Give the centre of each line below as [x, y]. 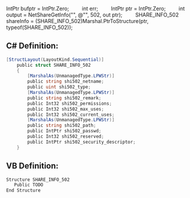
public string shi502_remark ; [64, 98]
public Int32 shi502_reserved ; [66, 137]
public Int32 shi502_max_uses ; [66, 109]
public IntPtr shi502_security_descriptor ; [81, 142]
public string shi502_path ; [62, 126]
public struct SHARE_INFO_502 [54, 65]
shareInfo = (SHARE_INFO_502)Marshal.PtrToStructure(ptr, [77, 21]
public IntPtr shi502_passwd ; [64, 131]
